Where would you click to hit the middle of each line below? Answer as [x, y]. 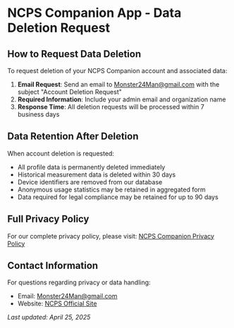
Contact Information [53, 266]
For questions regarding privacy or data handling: [79, 282]
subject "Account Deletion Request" [69, 92]
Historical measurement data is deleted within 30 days [97, 175]
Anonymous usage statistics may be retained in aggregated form [111, 189]
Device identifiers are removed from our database [90, 182]
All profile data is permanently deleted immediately [91, 167]
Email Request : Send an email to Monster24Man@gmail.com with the [118, 84]
